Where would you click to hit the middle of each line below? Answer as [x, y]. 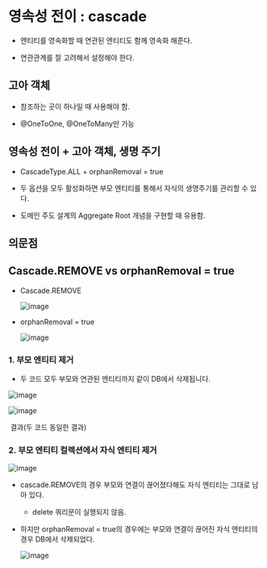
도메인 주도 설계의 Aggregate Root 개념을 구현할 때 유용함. [113, 215]
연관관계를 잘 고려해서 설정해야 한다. [77, 57]
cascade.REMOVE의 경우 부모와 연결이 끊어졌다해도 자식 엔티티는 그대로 [135, 485]
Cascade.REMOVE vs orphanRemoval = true [122, 271]
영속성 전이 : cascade [78, 17]
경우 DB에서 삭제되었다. [57, 539]
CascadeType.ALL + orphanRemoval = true [92, 171]
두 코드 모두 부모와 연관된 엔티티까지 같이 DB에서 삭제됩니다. [115, 379]
